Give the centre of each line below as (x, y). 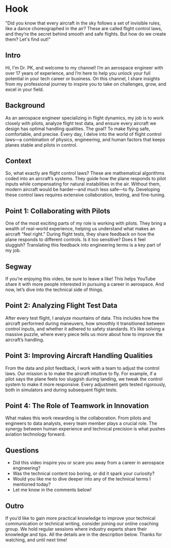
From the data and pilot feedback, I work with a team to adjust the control (82, 368)
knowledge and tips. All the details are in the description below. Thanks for (84, 535)
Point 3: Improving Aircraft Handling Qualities (79, 356)
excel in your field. (25, 89)
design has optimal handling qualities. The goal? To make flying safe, (78, 129)
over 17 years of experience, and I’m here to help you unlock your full (78, 73)
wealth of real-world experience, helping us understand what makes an (80, 229)
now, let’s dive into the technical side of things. (54, 290)
